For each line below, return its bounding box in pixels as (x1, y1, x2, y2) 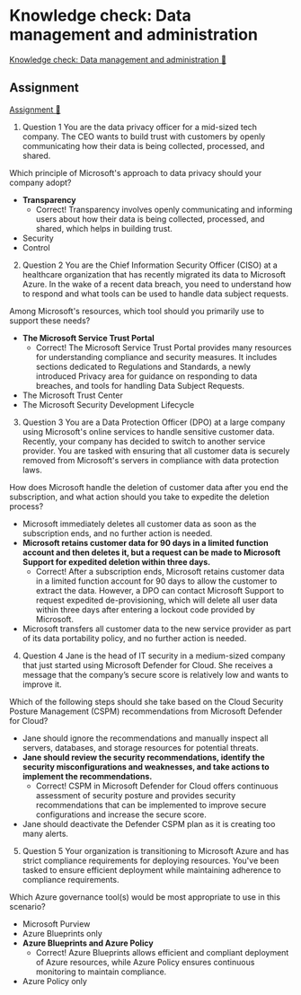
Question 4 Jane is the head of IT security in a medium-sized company (22, 650, 286, 661)
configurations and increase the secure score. (35, 809, 207, 820)
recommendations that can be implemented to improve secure (35, 799, 267, 810)
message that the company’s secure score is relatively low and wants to (22, 669, 289, 680)
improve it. (22, 679, 62, 690)
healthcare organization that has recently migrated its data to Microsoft (22, 269, 286, 279)
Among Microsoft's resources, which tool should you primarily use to (9, 305, 265, 316)
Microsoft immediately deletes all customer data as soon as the (22, 518, 257, 529)
